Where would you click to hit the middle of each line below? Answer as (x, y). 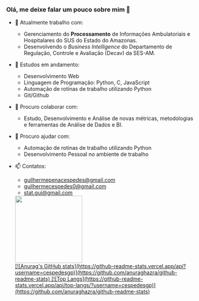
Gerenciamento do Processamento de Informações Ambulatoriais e (107, 34)
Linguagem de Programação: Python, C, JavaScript (87, 82)
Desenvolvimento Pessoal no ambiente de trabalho (86, 154)
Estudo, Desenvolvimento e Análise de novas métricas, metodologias (108, 118)
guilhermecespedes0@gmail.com (65, 186)
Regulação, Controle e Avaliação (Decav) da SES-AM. (90, 53)
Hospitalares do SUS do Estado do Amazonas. (80, 41)
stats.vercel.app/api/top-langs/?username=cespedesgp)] (85, 285)
